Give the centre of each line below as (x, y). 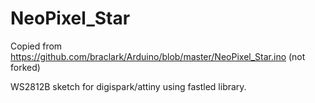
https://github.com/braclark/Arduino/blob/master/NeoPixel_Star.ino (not (158, 56)
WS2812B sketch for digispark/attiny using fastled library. (128, 86)
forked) (25, 67)
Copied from (36, 46)
